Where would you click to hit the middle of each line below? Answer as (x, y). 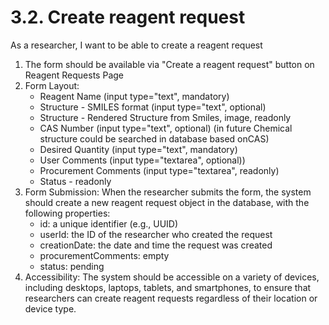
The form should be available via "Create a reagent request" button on (169, 64)
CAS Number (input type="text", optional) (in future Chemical (166, 128)
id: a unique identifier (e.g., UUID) (109, 223)
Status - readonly (75, 181)
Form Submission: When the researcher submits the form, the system (168, 192)
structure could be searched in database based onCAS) (154, 138)
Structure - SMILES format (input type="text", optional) (153, 107)
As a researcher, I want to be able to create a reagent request (136, 45)
